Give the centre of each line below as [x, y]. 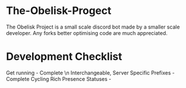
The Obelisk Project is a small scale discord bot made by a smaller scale [93, 27]
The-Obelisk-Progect [59, 11]
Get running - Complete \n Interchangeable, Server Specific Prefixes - [90, 73]
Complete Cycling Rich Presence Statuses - [59, 79]
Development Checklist [64, 57]
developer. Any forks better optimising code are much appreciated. [87, 33]
